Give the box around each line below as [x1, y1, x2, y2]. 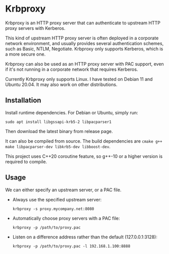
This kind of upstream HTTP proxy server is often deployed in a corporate [5, 35, 159, 41]
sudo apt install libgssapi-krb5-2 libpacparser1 [5, 119, 112, 124]
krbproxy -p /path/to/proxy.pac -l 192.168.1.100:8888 [12, 243, 131, 248]
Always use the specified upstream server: [12, 196, 102, 202]
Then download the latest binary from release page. [5, 128, 113, 134]
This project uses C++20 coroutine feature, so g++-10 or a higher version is [5, 153, 163, 159]
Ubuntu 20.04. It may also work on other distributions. [5, 81, 118, 88]
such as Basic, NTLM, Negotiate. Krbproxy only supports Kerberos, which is [5, 46, 163, 52]
